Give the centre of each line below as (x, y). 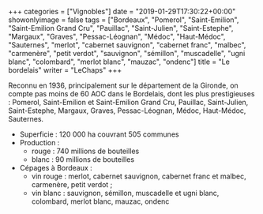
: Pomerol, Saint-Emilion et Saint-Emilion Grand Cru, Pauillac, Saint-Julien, (128, 102)
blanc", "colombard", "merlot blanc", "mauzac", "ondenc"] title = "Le (119, 62)
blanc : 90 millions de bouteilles (83, 160)
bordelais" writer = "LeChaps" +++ (65, 70)
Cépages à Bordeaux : (56, 168)
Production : (39, 143)
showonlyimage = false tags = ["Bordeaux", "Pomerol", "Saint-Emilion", (124, 20)
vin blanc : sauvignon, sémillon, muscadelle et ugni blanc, (125, 193)
